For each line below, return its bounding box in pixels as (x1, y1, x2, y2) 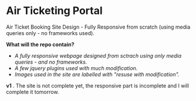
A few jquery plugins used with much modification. (14, 64, 138, 71)
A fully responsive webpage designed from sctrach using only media (14, 52, 182, 59)
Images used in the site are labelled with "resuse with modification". (14, 71, 180, 78)
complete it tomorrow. (6, 88, 59, 95)
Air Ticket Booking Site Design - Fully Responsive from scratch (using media (6, 23, 191, 30)
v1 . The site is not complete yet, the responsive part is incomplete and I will (6, 82, 190, 89)
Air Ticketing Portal (6, 4, 103, 18)
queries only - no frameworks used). (6, 29, 95, 36)
